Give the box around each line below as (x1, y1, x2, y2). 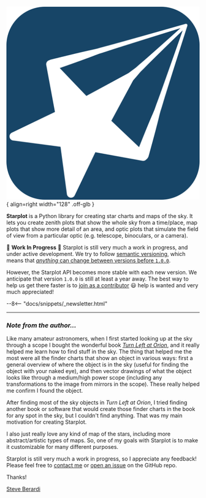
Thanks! (6, 473, 27, 481)
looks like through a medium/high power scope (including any (6, 374, 162, 382)
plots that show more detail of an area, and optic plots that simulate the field (6, 225, 199, 233)
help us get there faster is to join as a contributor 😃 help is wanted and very (6, 282, 199, 289)
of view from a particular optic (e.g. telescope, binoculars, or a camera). (6, 232, 188, 239)
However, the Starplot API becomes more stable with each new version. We (6, 269, 197, 276)
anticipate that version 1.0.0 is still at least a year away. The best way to (6, 275, 189, 282)
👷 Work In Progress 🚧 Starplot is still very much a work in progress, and (6, 244, 188, 251)
